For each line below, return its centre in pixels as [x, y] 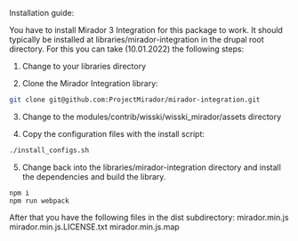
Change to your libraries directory [84, 66]
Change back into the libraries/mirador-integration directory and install [152, 167]
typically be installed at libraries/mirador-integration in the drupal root [137, 40]
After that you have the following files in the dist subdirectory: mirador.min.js [149, 217]
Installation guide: [42, 13]
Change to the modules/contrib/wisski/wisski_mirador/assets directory [152, 116]
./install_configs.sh [49, 150]
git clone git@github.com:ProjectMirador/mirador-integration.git [135, 100]
